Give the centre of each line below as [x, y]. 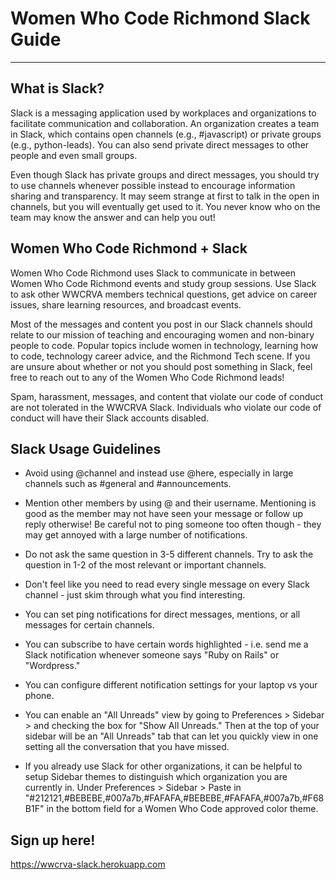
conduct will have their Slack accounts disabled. [110, 418]
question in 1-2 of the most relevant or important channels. [145, 565]
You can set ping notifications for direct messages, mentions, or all [162, 614]
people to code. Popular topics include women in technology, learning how [164, 345]
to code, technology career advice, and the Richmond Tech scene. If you [160, 356]
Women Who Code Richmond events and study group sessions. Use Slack [163, 283]
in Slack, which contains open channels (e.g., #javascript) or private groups [166, 134]
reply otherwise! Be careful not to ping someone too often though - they [173, 524]
